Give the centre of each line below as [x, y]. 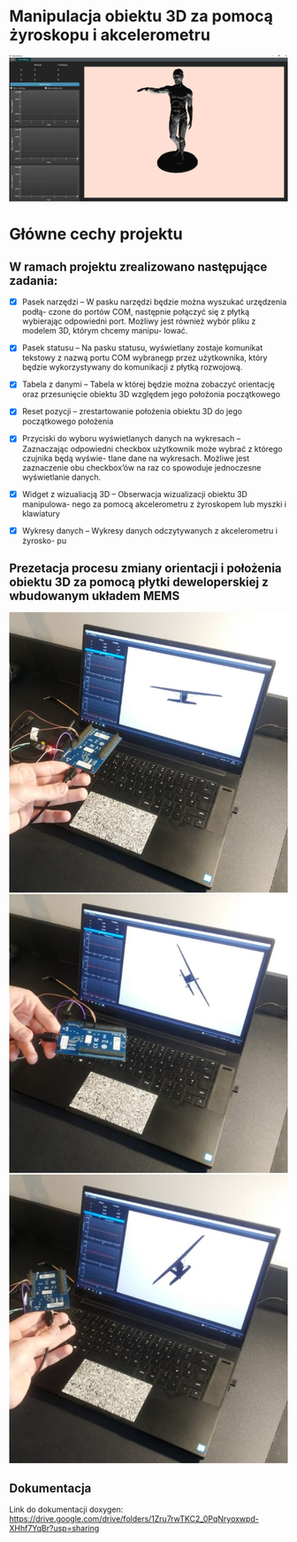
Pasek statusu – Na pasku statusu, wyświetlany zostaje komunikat [142, 348]
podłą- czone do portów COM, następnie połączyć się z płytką [136, 312]
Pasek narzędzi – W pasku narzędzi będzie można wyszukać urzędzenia [154, 302]
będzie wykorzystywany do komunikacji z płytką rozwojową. [132, 367]
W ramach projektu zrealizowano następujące [138, 267]
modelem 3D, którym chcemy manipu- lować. [105, 331]
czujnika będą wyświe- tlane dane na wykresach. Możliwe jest [136, 458]
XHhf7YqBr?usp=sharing [54, 1529]
